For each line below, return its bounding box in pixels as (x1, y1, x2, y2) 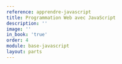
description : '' (6, 20, 48, 26)
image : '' (6, 26, 32, 32)
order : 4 (6, 37, 29, 43)
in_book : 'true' (6, 32, 48, 38)
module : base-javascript (6, 43, 70, 49)
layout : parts (6, 49, 43, 55)
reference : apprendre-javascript (6, 9, 91, 15)
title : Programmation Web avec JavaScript (6, 15, 116, 21)
